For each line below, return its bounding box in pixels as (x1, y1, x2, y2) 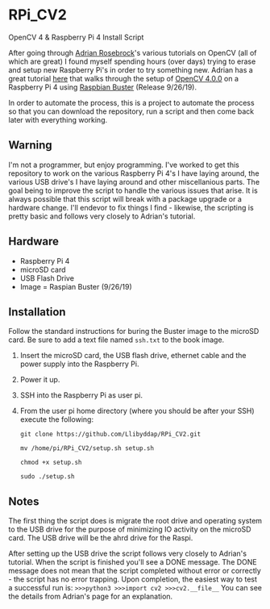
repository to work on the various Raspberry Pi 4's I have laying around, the (8, 168, 260, 178)
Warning (8, 139, 52, 152)
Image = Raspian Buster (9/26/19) (19, 282, 133, 291)
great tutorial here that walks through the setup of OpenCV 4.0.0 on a (8, 73, 239, 83)
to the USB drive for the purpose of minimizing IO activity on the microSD (8, 524, 251, 534)
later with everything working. (8, 115, 108, 124)
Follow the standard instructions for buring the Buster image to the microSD (8, 327, 260, 336)
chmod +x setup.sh (19, 458, 82, 467)
